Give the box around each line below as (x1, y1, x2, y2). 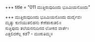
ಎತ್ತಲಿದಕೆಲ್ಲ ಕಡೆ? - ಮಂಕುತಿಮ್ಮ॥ (5, 31, 53, 37)
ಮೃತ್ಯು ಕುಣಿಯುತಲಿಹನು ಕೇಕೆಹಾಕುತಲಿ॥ (5, 20, 62, 25)
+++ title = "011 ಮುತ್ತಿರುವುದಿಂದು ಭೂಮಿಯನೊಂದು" (5, 4, 91, 10)
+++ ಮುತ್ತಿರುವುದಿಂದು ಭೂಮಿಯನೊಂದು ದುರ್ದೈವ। (5, 14, 82, 20)
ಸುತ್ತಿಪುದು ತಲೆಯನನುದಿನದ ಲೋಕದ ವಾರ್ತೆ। (5, 25, 69, 31)
